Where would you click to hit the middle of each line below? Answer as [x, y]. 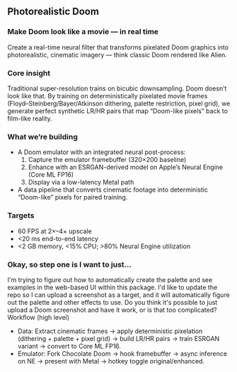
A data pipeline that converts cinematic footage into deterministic [113, 190]
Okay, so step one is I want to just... [70, 265]
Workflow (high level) [38, 317]
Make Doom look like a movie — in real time [83, 32]
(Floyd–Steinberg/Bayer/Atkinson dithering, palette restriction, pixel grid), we [119, 103]
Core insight [29, 73]
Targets [21, 216]
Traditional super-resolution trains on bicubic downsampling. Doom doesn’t [117, 88]
